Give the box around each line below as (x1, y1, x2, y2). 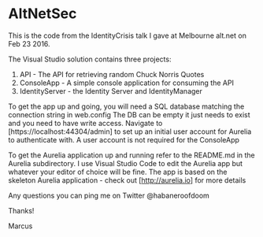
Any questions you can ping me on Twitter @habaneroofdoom (8, 191, 210, 200)
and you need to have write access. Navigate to (8, 118, 163, 128)
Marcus (8, 221, 33, 231)
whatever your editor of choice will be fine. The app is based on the (8, 167, 228, 176)
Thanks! (8, 206, 35, 215)
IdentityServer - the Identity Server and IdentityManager (19, 86, 203, 95)
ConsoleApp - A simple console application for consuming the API (19, 78, 235, 87)
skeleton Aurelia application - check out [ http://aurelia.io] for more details (8, 175, 246, 185)
